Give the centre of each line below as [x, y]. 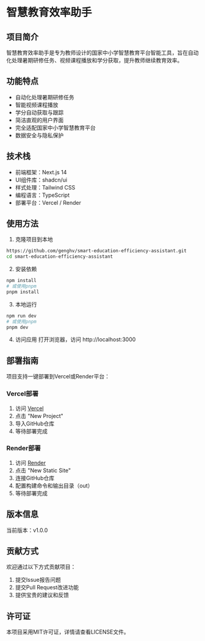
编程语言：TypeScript [42, 195]
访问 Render [30, 462]
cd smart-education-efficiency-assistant [60, 257]
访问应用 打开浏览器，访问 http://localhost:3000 [75, 339]
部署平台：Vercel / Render [48, 202]
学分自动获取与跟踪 [39, 112]
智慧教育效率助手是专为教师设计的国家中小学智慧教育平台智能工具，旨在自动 [103, 53]
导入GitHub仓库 [35, 423]
